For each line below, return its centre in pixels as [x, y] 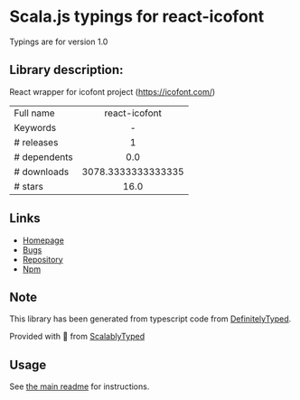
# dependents [44, 157]
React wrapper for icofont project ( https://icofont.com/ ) [112, 91]
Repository [42, 259]
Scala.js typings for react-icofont [137, 17]
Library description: [66, 70]
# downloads [42, 172]
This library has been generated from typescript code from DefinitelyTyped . [150, 319]
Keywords [35, 127]
